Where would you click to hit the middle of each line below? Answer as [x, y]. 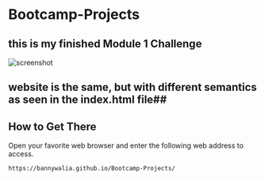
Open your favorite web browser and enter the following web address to [126, 146]
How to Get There [52, 127]
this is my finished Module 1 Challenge [105, 44]
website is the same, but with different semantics [133, 87]
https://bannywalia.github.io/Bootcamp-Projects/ [92, 169]
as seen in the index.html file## [88, 100]
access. [21, 154]
